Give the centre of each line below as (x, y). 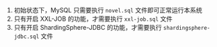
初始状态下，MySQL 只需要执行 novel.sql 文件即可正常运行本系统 (108, 10)
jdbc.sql (26, 37)
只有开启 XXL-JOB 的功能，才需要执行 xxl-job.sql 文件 (93, 19)
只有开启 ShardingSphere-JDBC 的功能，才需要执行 (88, 27)
